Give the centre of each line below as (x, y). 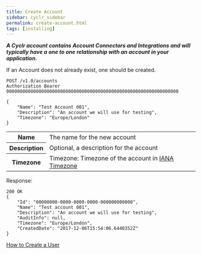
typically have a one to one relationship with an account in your (88, 52)
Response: (20, 180)
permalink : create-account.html (47, 23)
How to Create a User (33, 244)
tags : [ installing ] (31, 29)
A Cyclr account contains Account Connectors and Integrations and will (98, 46)
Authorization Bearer (33, 86)
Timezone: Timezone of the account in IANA (112, 158)
